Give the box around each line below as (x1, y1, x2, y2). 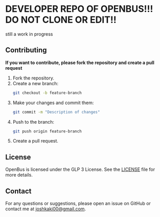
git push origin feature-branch (12, 129, 82, 134)
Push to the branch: (12, 119, 55, 125)
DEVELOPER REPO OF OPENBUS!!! (5, 3, 153, 15)
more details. (5, 172, 33, 178)
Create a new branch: (12, 80, 59, 86)
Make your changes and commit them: (12, 100, 94, 106)
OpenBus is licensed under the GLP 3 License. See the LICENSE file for (5, 166, 155, 172)
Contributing (5, 46, 47, 54)
